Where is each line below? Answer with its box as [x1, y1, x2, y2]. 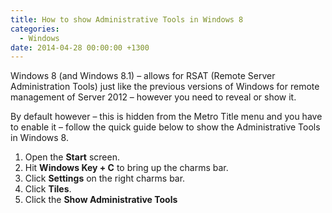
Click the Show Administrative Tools [24, 194, 178, 206]
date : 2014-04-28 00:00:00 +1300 [10, 42, 150, 53]
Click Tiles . [24, 183, 72, 195]
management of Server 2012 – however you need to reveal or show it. [10, 91, 297, 103]
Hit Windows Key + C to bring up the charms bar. [24, 162, 229, 174]
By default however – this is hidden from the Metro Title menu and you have [10, 111, 323, 123]
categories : [10, 24, 60, 34]
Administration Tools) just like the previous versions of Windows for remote [10, 81, 320, 93]
